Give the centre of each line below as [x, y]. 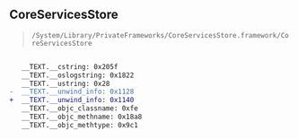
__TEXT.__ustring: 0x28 [66, 83]
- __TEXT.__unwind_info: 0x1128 [72, 92]
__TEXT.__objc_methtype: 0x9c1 [80, 125]
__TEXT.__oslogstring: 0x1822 [78, 75]
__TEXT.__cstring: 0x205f [70, 66]
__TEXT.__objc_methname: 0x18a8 [82, 117]
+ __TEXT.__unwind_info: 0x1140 [72, 100]
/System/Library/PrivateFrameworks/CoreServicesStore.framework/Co [160, 35]
